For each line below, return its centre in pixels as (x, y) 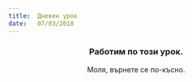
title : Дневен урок (43, 16)
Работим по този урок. (136, 52)
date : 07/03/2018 (41, 24)
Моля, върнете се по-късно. (136, 69)
